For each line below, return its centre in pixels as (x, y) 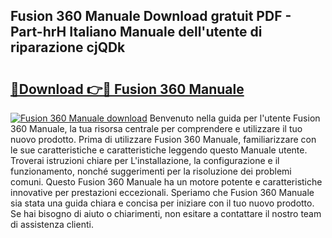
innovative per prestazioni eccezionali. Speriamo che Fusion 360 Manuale (162, 192)
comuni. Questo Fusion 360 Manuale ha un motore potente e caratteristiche (166, 182)
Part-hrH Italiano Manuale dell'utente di (136, 32)
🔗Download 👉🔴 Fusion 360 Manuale (127, 89)
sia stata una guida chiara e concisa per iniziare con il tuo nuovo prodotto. (162, 203)
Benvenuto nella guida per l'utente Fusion (235, 118)
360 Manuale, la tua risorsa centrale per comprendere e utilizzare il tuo (156, 128)
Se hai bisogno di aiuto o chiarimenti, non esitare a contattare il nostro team (166, 213)
